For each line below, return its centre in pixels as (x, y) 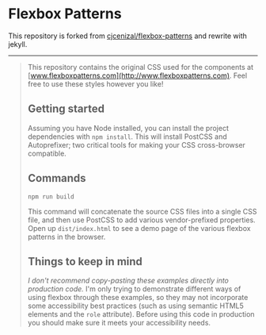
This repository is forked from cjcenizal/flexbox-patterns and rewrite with (128, 36)
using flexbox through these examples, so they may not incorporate (138, 298)
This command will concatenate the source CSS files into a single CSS (142, 211)
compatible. (47, 153)
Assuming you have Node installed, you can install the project (128, 128)
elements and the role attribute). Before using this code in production (141, 314)
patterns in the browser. (66, 237)
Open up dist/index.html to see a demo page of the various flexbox (139, 228)
